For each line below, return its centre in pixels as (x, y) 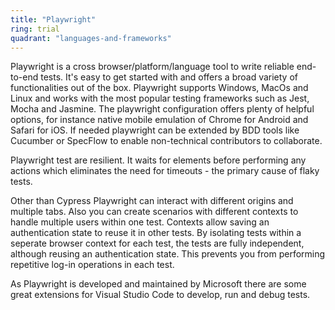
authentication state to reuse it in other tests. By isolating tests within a (156, 233)
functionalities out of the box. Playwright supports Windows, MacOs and (159, 88)
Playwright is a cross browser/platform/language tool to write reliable (152, 67)
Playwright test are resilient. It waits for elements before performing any (158, 160)
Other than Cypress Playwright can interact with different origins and (152, 201)
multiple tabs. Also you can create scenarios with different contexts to (154, 212)
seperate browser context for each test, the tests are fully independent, (157, 243)
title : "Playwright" (53, 19)
